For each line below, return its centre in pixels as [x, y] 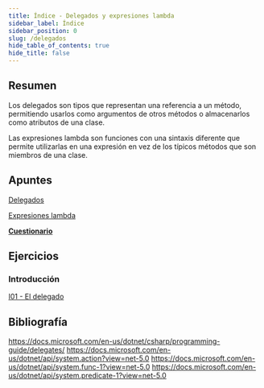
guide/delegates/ [37, 350]
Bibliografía [38, 322]
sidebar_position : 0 [43, 31]
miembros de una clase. [48, 155]
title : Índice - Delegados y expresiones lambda [91, 16]
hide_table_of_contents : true [59, 46]
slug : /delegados [37, 38]
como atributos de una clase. [57, 122]
